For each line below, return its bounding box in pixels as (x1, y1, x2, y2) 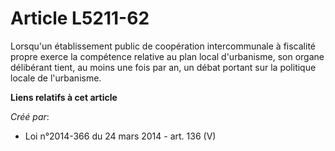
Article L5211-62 (10, 7, 150, 30)
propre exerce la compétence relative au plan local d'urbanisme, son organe (10, 50, 325, 62)
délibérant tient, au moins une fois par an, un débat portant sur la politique (10, 61, 317, 73)
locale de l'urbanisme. (10, 72, 102, 84)
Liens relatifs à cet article (10, 91, 118, 103)
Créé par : (10, 110, 50, 122)
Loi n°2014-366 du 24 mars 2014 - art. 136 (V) (24, 130, 217, 142)
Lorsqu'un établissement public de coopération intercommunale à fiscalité (10, 40, 316, 52)
